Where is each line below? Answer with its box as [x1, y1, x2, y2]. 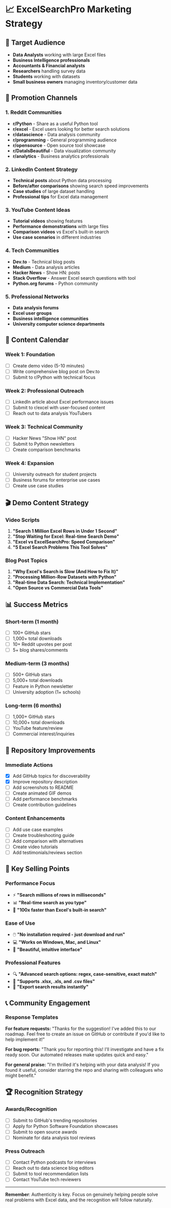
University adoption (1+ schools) [12, 689, 81, 695]
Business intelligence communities [12, 315, 89, 322]
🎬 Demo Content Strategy [5, 498, 89, 507]
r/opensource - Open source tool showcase [12, 142, 106, 148]
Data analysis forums [12, 304, 59, 311]
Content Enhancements [5, 815, 65, 822]
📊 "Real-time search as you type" [12, 899, 87, 905]
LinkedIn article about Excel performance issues [12, 399, 114, 405]
